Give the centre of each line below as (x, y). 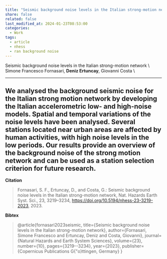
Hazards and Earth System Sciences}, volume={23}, (89, 241)
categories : (17, 28)
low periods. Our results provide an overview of (80, 145)
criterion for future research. (50, 168)
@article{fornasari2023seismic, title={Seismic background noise (83, 225)
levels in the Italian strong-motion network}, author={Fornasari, (82, 230)
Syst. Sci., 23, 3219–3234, (44, 200)
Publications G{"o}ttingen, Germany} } (83, 252)
